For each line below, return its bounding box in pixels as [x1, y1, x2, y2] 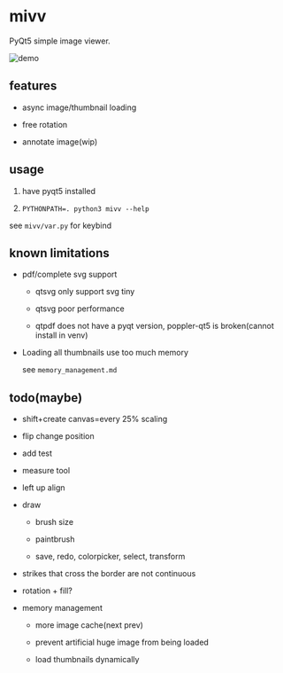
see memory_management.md [21, 364, 118, 375]
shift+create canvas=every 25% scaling [21, 414, 168, 425]
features [9, 78, 57, 94]
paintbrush [34, 534, 75, 544]
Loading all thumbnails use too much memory [21, 348, 188, 358]
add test [21, 448, 53, 458]
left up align [21, 482, 65, 493]
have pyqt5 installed [21, 185, 96, 196]
